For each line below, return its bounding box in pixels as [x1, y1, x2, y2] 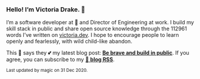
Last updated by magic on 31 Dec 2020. [6, 68, 88, 74]
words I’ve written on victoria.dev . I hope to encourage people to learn [6, 31, 179, 39]
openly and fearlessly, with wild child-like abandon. [6, 38, 133, 45]
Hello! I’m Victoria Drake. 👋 [6, 5, 85, 14]
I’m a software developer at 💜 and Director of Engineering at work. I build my [6, 19, 194, 26]
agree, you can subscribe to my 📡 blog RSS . [6, 56, 115, 63]
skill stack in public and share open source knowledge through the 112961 [6, 25, 187, 32]
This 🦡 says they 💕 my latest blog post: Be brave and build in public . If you [6, 49, 190, 56]
